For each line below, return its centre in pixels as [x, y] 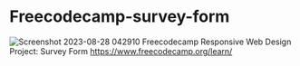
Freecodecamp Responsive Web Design [217, 42]
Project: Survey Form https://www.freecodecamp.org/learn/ [121, 51]
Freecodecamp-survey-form [120, 17]
